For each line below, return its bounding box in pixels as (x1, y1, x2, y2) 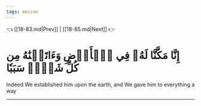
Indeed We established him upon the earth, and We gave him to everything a (6, 81, 195, 88)
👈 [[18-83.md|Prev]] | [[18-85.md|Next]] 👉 (6, 25, 115, 33)
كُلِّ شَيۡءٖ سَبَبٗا (6, 61, 79, 74)
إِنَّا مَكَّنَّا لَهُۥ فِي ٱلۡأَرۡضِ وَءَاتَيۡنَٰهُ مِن (6, 48, 180, 62)
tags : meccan (6, 8, 39, 15)
